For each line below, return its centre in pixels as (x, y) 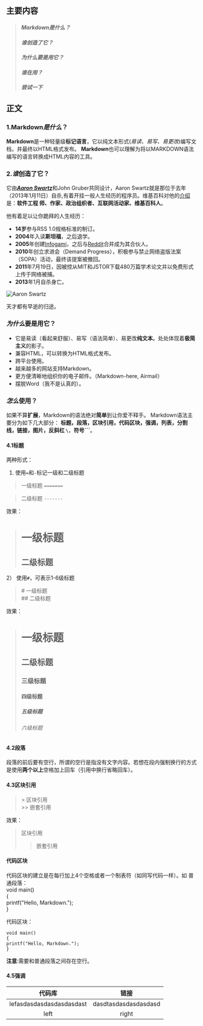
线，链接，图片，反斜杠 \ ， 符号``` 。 (51, 430)
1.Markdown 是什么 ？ (37, 127)
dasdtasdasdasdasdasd (127, 1004)
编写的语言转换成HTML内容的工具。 (51, 157)
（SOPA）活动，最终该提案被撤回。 (59, 259)
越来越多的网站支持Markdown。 (55, 368)
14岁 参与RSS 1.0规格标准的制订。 (56, 229)
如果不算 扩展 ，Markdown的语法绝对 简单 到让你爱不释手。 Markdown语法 (97, 415)
